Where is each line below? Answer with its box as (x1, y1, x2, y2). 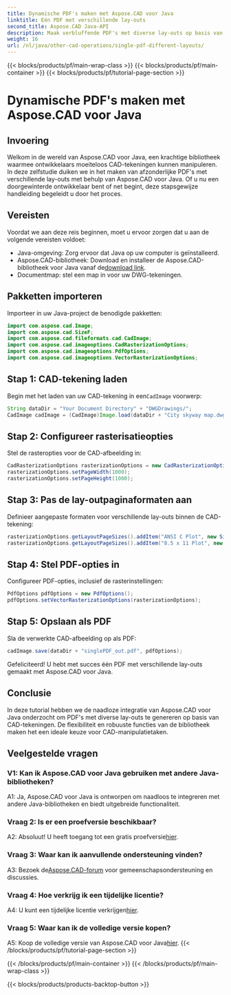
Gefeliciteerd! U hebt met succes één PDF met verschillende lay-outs (7, 660, 203, 668)
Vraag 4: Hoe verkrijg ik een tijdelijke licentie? (7, 890, 164, 900)
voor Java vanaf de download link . (50, 263, 146, 271)
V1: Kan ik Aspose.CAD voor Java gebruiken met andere (7, 768, 198, 778)
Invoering (7, 135, 49, 146)
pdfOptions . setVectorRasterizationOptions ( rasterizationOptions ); (7, 597, 201, 604)
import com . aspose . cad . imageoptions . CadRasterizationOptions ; (7, 342, 189, 348)
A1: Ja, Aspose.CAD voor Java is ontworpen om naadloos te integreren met (7, 793, 220, 801)
